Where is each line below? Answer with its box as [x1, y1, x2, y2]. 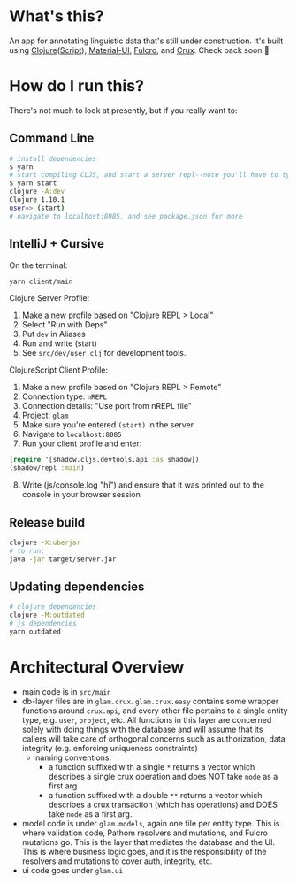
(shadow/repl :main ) [9, 464, 86, 473]
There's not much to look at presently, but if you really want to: [9, 104, 238, 116]
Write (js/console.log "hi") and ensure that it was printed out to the [21, 480, 265, 490]
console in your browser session [21, 489, 141, 500]
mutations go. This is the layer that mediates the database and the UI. [21, 836, 276, 847]
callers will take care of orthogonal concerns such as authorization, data [21, 733, 286, 744]
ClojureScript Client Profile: [9, 365, 109, 375]
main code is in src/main [21, 686, 112, 696]
